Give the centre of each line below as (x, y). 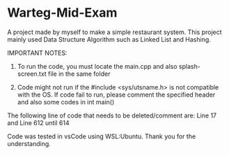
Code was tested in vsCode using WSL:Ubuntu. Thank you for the (102, 136)
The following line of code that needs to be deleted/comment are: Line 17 (112, 115)
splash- (189, 66)
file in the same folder (79, 74)
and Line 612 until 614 (38, 122)
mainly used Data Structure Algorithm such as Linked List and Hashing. (109, 39)
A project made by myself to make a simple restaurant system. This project (114, 32)
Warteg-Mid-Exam (62, 13)
